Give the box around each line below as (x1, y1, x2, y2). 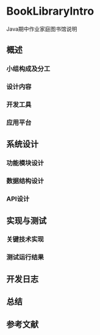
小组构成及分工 (6, 65, 51, 73)
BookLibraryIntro (6, 4, 95, 18)
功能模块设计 (6, 159, 45, 167)
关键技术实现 (6, 235, 45, 243)
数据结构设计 (6, 177, 45, 186)
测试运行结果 (6, 253, 45, 262)
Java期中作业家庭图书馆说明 (6, 25, 77, 32)
